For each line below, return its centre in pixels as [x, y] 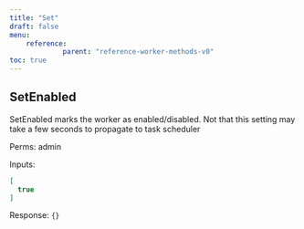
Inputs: [22, 164]
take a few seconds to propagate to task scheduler [105, 129]
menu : [20, 35]
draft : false [34, 26]
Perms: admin [36, 146]
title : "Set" [34, 18]
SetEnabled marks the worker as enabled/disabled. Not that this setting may [152, 119]
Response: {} [35, 215]
